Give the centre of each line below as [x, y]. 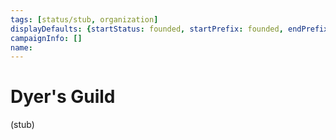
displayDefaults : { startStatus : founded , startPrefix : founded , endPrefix [169, 29]
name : [21, 47]
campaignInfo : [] [46, 38]
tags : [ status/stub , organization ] [84, 19]
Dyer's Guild [63, 97]
